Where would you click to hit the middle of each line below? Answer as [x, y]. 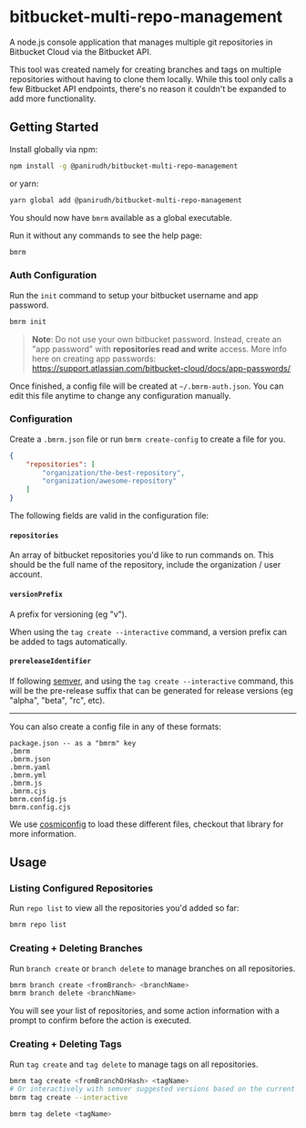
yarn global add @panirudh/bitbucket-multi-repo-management [126, 200]
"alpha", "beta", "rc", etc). [57, 700]
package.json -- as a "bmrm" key [73, 743]
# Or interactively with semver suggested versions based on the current [153, 1089]
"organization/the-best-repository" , [113, 473]
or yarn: [24, 183]
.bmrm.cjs [28, 791]
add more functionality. [53, 99]
